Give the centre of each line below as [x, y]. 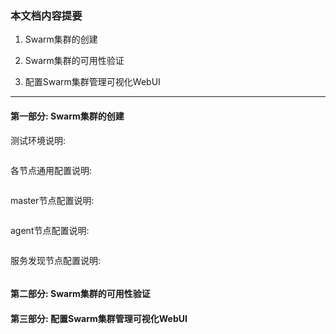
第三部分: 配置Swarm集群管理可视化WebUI [99, 318]
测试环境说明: [38, 140]
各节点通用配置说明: [51, 170]
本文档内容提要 [46, 15]
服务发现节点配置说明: [56, 260]
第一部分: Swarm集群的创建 [67, 116]
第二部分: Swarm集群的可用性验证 [80, 294]
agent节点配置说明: [50, 230]
